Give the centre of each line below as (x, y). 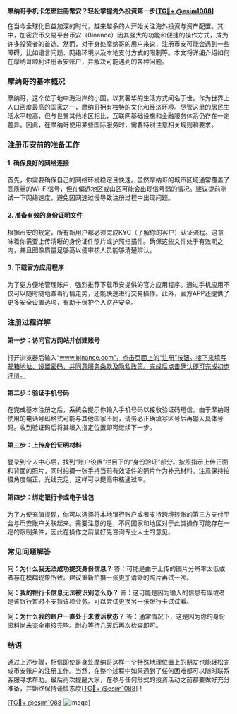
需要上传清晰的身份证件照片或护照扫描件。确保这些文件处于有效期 (121, 241)
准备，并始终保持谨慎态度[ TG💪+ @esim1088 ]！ (76, 689)
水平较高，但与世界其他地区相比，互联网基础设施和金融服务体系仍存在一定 (121, 116)
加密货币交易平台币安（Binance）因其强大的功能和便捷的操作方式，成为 (124, 35)
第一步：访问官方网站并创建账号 (54, 340)
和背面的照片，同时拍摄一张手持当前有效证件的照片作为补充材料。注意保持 (115, 471)
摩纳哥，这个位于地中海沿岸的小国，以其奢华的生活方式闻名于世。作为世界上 (119, 98)
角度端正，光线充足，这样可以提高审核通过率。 (81, 479)
